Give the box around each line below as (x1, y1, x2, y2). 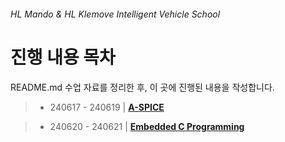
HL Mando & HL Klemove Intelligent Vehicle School (10, 8, 221, 20)
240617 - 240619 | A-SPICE (49, 101, 165, 113)
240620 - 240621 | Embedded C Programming (49, 120, 245, 132)
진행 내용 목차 (10, 46, 116, 69)
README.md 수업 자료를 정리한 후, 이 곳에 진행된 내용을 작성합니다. (10, 81, 275, 93)
